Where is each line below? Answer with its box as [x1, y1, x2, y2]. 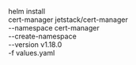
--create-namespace [8, 31, 77, 41]
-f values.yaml [8, 49, 55, 57]
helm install [8, 7, 46, 16]
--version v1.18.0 [8, 40, 62, 49]
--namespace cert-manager [8, 23, 100, 32]
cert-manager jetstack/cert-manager [8, 15, 128, 24]
